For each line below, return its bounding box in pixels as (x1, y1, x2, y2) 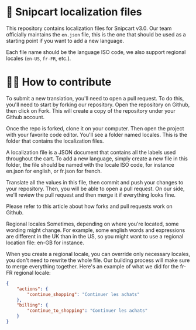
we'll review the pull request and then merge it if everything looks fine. (6, 191, 176, 198)
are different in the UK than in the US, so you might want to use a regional (6, 233, 184, 240)
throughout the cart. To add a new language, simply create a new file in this (6, 155, 188, 162)
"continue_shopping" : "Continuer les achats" (27, 291, 140, 297)
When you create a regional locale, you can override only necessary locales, (6, 250, 190, 257)
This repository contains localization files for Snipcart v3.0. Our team (6, 25, 172, 32)
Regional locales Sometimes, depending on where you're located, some (6, 220, 179, 227)
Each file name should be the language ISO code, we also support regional (6, 48, 186, 55)
